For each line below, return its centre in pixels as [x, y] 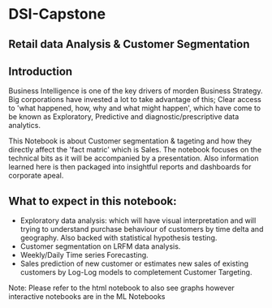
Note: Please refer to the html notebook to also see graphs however [122, 288]
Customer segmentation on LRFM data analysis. [100, 246]
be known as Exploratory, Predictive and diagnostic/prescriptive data [124, 117]
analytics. [24, 126]
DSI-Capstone [57, 14]
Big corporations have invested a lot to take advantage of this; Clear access [135, 100]
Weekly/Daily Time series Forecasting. [84, 255]
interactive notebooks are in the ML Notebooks [87, 297]
